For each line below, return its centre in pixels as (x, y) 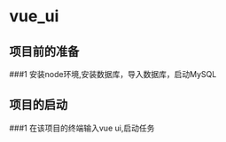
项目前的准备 (44, 51)
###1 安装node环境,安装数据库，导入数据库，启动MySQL (113, 74)
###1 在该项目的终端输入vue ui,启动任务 (82, 128)
